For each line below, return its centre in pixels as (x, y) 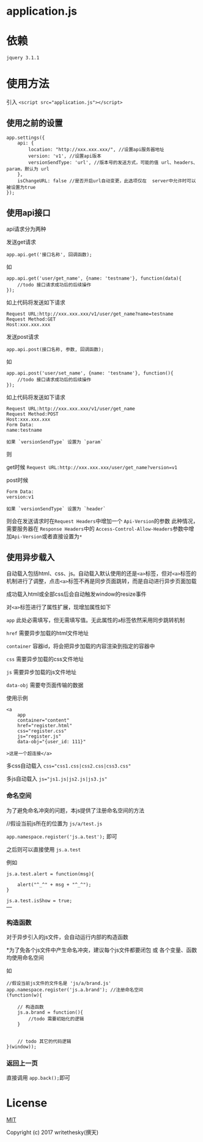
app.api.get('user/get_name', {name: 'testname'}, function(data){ (94, 278)
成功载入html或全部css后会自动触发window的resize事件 (76, 594)
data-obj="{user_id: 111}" (52, 741)
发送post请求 (23, 336)
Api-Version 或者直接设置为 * (47, 536)
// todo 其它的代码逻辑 (44, 1042)
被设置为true (21, 187)
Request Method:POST (33, 414)
